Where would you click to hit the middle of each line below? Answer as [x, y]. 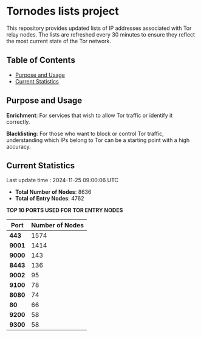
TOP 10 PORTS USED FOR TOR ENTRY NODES [65, 210]
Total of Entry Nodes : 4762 [49, 199]
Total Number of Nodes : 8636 [53, 192]
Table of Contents [41, 60]
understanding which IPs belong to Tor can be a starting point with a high [98, 140]
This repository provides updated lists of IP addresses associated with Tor [99, 28]
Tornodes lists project [63, 11]
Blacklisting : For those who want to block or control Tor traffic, [85, 133]
